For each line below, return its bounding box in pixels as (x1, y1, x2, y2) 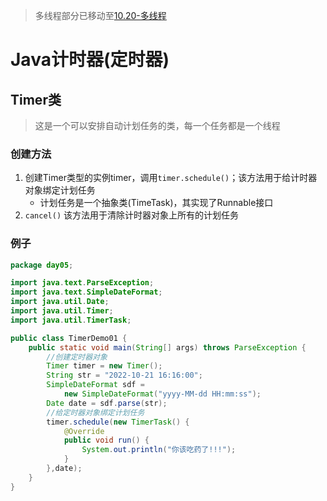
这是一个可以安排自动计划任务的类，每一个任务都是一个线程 (34, 120, 281, 131)
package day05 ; (10, 260, 74, 270)
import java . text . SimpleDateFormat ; (10, 287, 163, 298)
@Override (63, 426, 105, 436)
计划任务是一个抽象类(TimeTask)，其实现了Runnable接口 (39, 197, 274, 209)
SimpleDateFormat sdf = (46, 380, 145, 390)
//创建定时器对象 (46, 352, 108, 362)
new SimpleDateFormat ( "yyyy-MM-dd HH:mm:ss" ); (63, 389, 262, 399)
